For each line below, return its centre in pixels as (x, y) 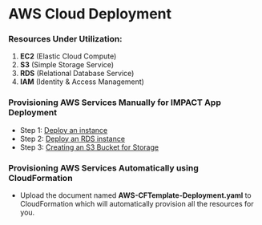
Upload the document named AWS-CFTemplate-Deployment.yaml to (135, 195)
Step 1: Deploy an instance (64, 130)
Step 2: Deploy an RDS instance (73, 139)
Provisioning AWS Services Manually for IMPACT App (115, 102)
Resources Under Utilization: (65, 39)
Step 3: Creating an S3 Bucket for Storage (89, 147)
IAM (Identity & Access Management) (82, 82)
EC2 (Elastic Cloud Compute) (68, 56)
